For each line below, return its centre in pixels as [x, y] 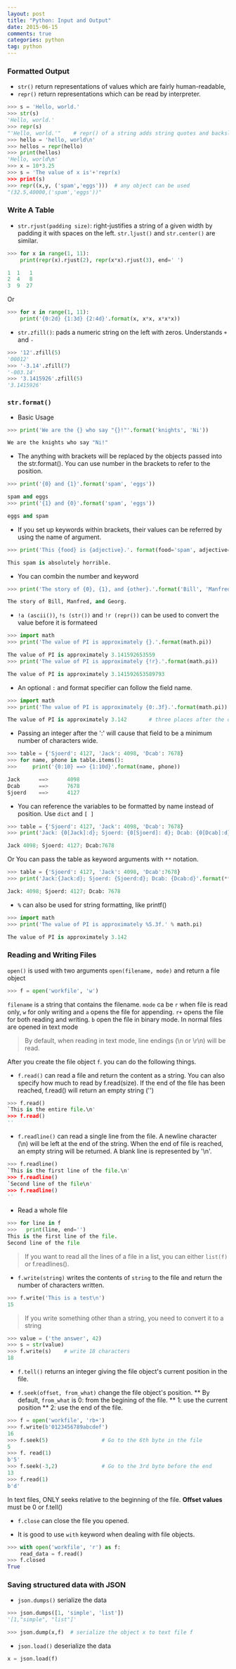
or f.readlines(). [47, 1264]
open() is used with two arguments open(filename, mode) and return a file [113, 971]
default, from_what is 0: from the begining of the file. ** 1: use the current [123, 1400]
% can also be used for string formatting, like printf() [92, 905]
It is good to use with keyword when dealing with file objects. [106, 1534]
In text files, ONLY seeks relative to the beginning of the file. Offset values [115, 1499]
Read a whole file [42, 1210]
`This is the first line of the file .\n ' [69, 1171]
